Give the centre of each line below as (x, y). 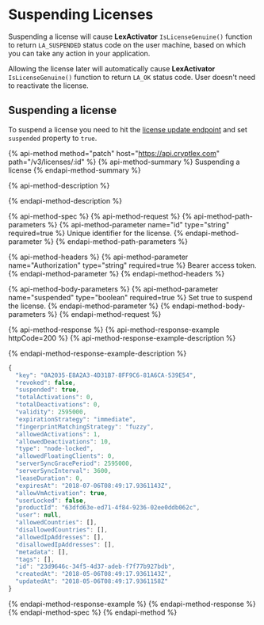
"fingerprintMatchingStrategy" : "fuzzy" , (85, 427)
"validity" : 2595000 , (51, 412)
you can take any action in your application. (79, 53)
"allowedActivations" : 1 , (58, 434)
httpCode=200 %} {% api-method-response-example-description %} (122, 337)
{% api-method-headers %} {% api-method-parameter (98, 257)
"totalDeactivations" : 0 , (58, 405)
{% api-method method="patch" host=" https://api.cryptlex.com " (114, 153)
